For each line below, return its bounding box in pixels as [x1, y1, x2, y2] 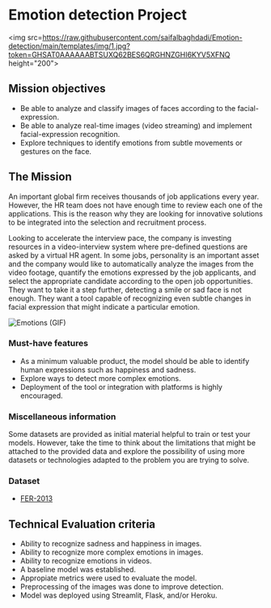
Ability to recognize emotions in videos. [19, 556, 152, 566]
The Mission [8, 170, 72, 184]
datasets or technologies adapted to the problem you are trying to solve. [8, 456, 249, 465]
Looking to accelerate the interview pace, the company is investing [8, 233, 232, 242]
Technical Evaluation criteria [8, 517, 156, 531]
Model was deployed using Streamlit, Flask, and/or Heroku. [19, 590, 218, 601]
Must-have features [8, 338, 89, 349]
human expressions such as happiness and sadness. [19, 365, 197, 375]
